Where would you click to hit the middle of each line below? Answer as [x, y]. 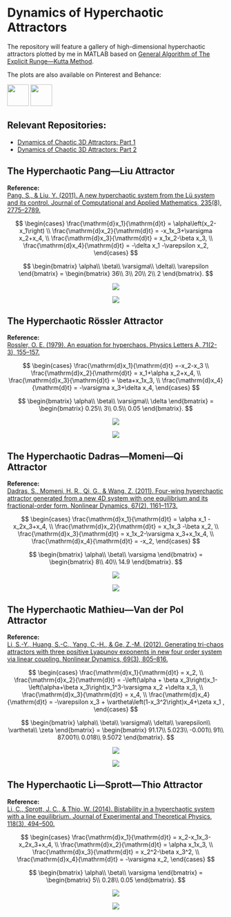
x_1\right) [32, 230]
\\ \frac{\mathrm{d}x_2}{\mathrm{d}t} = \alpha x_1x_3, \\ [134, 844]
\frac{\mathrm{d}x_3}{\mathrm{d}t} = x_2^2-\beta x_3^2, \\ [116, 851]
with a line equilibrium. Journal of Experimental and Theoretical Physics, [110, 816]
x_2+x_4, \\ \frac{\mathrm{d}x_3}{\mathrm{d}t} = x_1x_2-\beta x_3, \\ [116, 238]
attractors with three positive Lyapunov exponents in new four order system [115, 652]
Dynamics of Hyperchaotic [86, 13]
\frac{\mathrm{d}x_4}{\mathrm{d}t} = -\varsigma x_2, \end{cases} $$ [116, 859]
